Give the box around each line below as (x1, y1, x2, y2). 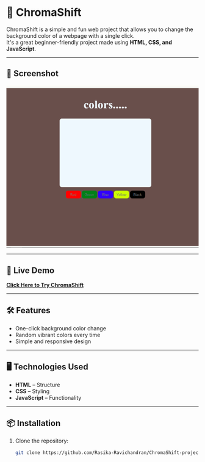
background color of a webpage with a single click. (6, 32, 135, 39)
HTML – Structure (15, 381, 60, 388)
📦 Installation (6, 418, 61, 428)
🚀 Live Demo (6, 265, 55, 275)
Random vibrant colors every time (15, 331, 101, 338)
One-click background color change (15, 324, 107, 332)
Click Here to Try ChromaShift (6, 281, 84, 288)
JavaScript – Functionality (15, 394, 82, 401)
